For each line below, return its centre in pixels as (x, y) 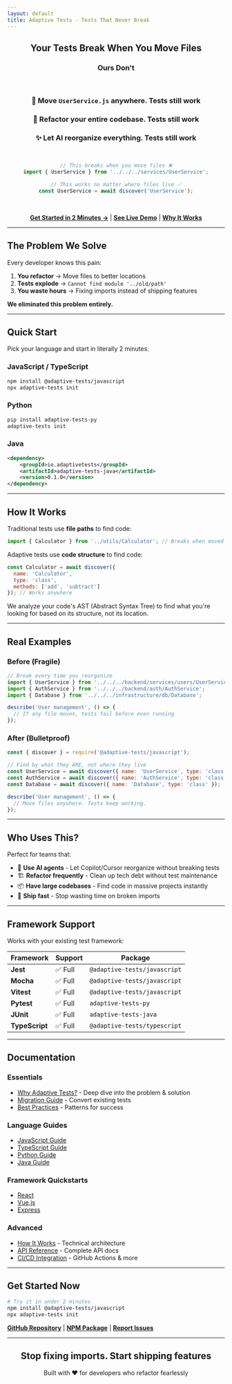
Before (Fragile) (34, 662)
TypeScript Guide (42, 1147)
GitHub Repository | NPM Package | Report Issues (80, 1328)
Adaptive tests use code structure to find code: (75, 554)
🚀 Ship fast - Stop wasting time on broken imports (88, 896)
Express (29, 1210)
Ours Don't (116, 68)
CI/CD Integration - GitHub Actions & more (77, 1257)
